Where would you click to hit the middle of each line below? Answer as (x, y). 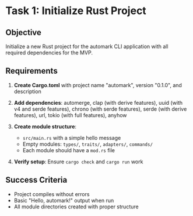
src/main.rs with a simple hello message (72, 138)
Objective (24, 32)
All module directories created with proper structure (76, 207)
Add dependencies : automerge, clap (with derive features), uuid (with (98, 102)
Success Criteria (36, 180)
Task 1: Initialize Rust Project (76, 11)
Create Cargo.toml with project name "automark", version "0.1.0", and (98, 85)
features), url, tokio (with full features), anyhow (70, 115)
